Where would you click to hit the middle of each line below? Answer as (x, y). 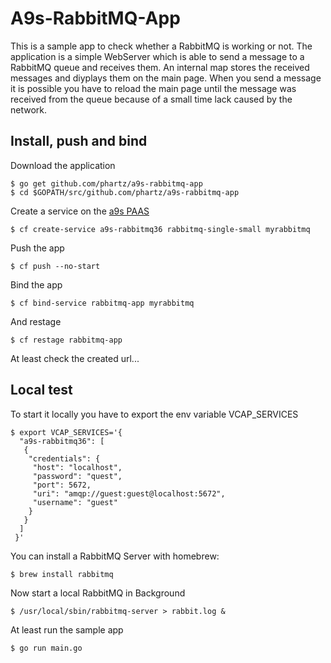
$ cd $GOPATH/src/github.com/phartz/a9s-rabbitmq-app (125, 192)
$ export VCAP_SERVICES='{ (66, 432)
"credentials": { (64, 458)
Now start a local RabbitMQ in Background (98, 593)
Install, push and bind (79, 141)
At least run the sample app (67, 629)
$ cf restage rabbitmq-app (66, 340)
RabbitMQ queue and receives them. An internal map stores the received (160, 67)
